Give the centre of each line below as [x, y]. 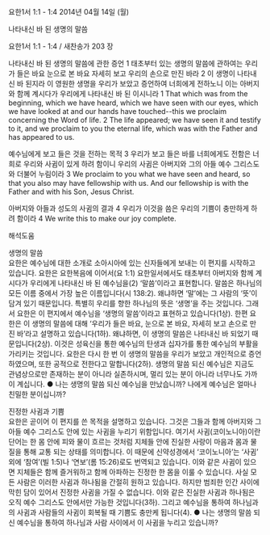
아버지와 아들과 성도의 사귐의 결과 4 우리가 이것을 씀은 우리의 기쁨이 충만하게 [129, 208]
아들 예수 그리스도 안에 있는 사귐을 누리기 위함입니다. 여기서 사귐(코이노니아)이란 [135, 432]
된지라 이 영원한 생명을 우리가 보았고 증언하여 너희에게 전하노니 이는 [132, 84]
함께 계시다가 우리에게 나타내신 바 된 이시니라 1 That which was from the [132, 94]
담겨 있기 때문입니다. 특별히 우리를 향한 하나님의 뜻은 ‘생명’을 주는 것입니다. [126, 303]
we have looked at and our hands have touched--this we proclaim [118, 111]
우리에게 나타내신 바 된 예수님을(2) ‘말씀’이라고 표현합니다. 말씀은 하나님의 [146, 283]
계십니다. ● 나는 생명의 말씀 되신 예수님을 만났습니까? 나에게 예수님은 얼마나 [137, 384]
